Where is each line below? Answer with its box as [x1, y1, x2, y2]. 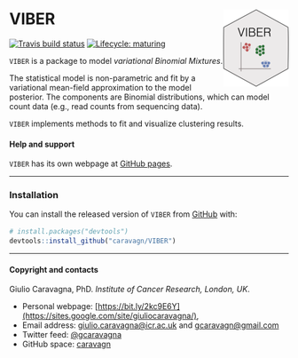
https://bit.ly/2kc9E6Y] [97, 301, 180, 312]
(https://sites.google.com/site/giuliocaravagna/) [21, 311, 197, 322]
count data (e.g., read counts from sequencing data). [9, 100, 203, 111]
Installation [9, 189, 59, 202]
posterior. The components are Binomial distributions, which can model [9, 91, 270, 102]
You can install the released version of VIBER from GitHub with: [9, 209, 238, 219]
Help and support [9, 139, 75, 149]
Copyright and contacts [9, 264, 99, 274]
